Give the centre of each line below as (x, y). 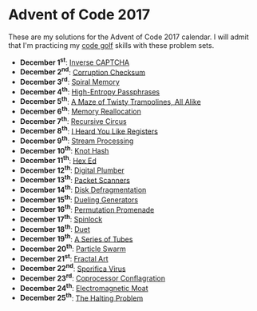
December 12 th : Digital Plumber (72, 169)
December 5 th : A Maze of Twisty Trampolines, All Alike (110, 101)
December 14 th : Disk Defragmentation (83, 189)
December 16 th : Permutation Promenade (87, 209)
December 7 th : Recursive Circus (73, 120)
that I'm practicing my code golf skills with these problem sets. (111, 45)
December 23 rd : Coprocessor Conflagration (93, 277)
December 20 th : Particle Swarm (73, 248)
